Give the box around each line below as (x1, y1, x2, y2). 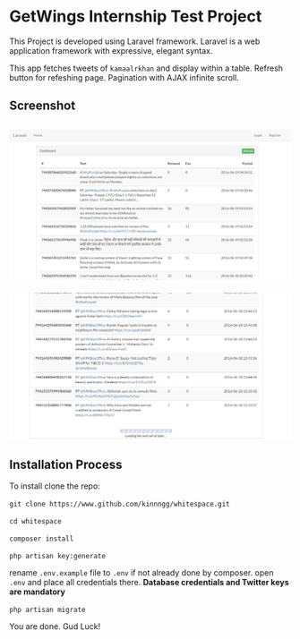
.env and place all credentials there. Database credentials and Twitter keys (9, 577, 289, 587)
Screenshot (9, 98, 76, 114)
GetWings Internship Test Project (9, 6, 262, 27)
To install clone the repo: (9, 481, 100, 491)
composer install (9, 534, 74, 543)
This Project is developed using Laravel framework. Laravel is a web (9, 36, 261, 47)
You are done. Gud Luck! (9, 621, 101, 632)
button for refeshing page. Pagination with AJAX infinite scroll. (9, 72, 239, 82)
